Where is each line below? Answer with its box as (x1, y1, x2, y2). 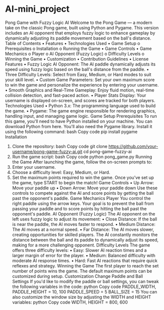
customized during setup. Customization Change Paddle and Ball (12, 273, 143, 279)
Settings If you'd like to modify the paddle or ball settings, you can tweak (12, 278, 159, 284)
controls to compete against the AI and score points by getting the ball (12, 190, 154, 196)
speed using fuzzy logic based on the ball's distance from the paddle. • (5, 66, 149, 72)
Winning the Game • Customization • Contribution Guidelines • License (5, 56, 149, 62)
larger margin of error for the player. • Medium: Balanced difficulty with (12, 252, 155, 258)
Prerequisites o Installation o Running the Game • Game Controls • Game (5, 45, 152, 51)
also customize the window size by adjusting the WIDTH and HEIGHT (12, 294, 151, 300)
